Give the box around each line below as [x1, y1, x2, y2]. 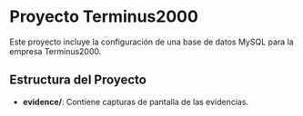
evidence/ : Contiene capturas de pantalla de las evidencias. [22, 96, 248, 107]
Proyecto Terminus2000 [9, 6, 198, 27]
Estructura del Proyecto [9, 72, 147, 88]
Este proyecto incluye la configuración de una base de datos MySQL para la [9, 36, 294, 47]
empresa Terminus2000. [9, 45, 102, 56]
